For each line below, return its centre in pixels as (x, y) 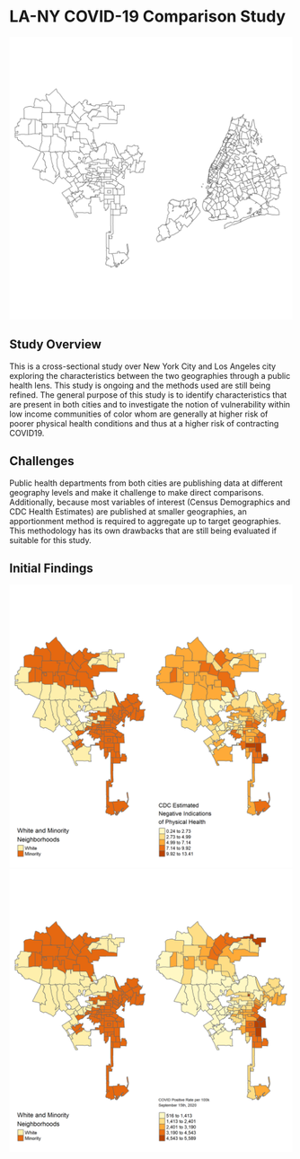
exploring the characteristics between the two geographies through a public (150, 375)
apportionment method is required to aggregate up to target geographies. (145, 521)
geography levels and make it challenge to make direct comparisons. (137, 492)
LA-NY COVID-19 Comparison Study (147, 17)
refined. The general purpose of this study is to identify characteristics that (148, 395)
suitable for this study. (50, 540)
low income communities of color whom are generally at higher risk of (139, 414)
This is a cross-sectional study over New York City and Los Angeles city (143, 366)
